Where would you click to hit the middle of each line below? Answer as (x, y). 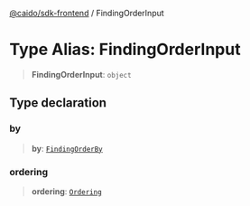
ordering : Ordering (66, 191)
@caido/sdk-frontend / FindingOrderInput (87, 13)
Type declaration (58, 103)
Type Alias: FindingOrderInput (125, 50)
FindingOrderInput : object (82, 74)
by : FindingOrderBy (67, 148)
